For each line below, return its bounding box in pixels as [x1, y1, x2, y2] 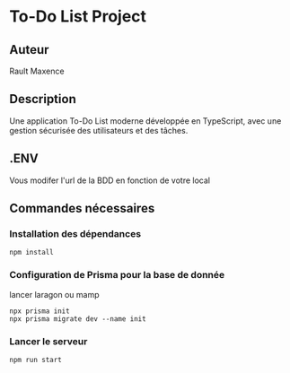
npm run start [9, 355, 63, 364]
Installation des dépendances [9, 227, 142, 239]
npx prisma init [9, 307, 70, 316]
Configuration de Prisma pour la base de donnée [9, 269, 225, 282]
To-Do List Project [9, 6, 146, 27]
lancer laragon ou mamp [9, 289, 101, 299]
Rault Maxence [9, 65, 65, 76]
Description [9, 91, 76, 107]
